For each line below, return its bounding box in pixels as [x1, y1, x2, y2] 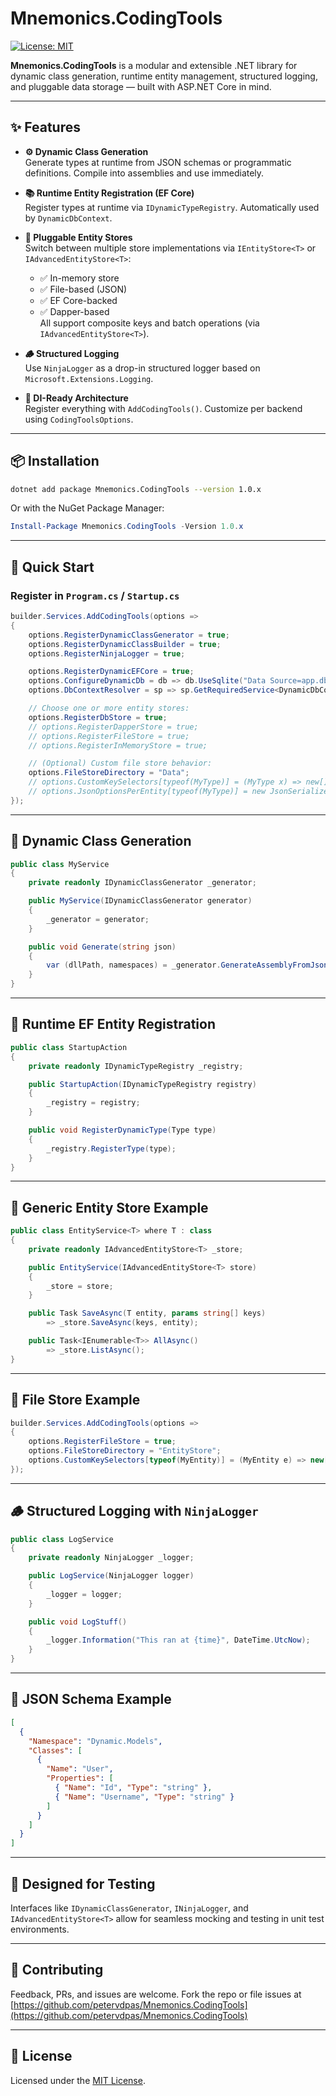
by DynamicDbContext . [24, 212, 113, 224]
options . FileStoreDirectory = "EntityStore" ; [28, 1446, 222, 1456]
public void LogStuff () [28, 1617, 128, 1627]
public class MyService [10, 859, 110, 869]
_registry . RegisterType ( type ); [46, 1143, 177, 1154]
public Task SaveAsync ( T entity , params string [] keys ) [28, 1308, 267, 1319]
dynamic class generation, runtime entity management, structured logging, [10, 70, 318, 82]
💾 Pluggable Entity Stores [24, 231, 133, 243]
